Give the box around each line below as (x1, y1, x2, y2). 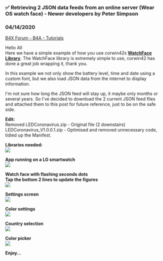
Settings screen (5, 191, 39, 197)
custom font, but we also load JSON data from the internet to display (5, 75, 146, 81)
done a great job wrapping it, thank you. (5, 60, 87, 66)
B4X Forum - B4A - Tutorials (5, 35, 64, 41)
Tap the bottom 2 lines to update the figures (5, 176, 98, 182)
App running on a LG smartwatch (5, 156, 75, 162)
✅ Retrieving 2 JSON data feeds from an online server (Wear (5, 4, 154, 11)
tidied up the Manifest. (5, 132, 51, 138)
